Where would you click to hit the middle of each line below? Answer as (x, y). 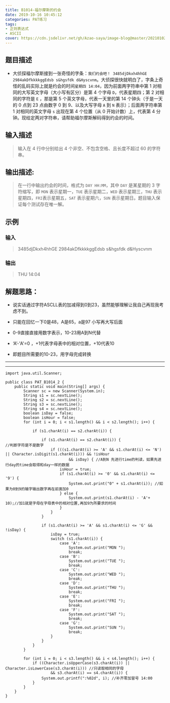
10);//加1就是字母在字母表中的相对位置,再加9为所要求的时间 (61, 503)
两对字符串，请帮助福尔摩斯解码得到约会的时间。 (86, 118)
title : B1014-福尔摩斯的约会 (33, 10)
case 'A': (70, 543)
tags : (11, 24)
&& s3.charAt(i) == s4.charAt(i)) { (89, 673)
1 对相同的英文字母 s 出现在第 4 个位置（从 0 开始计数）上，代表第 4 (84, 111)
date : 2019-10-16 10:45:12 (34, 15)
